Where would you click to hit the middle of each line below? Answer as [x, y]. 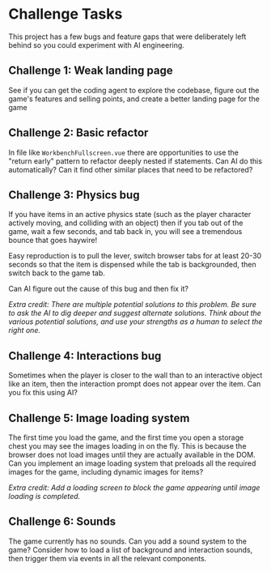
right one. [24, 330]
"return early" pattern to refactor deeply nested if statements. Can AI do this [135, 161]
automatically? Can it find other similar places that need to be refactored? [131, 169]
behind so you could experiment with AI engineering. [96, 45]
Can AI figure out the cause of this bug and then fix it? [98, 289]
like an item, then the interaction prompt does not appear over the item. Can [135, 384]
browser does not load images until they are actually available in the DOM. [132, 455]
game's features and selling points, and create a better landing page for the [134, 99]
